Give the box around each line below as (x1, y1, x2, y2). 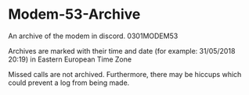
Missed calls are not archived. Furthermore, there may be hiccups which (8, 69, 242, 79)
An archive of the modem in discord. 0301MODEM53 (8, 31, 179, 40)
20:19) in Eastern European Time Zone (8, 55, 132, 64)
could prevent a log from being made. (8, 78, 130, 87)
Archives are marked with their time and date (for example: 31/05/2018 (8, 46, 236, 55)
